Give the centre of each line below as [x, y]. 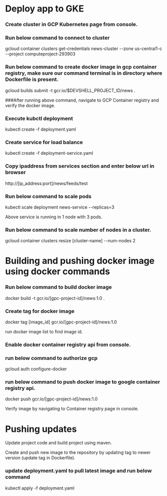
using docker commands [58, 272]
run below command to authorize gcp [52, 358]
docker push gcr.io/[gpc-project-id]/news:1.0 [52, 399]
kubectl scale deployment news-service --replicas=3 [60, 207]
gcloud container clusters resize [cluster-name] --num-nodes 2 [70, 241]
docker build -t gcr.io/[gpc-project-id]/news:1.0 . [55, 298]
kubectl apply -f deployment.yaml [40, 488]
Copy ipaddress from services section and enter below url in [80, 166]
